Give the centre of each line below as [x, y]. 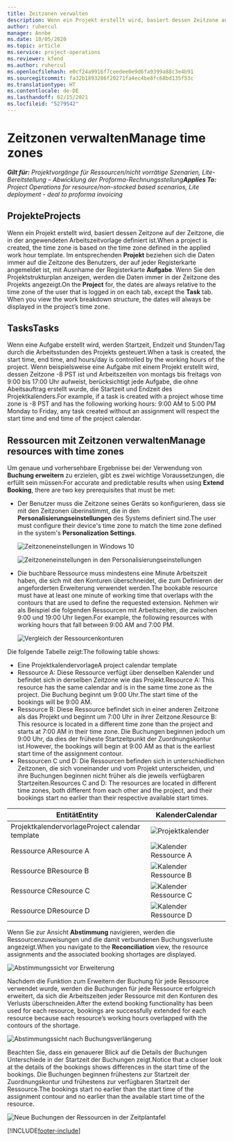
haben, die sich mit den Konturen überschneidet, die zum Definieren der [120, 581]
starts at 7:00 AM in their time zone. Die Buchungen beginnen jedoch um [121, 732]
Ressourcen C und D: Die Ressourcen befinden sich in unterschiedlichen [121, 761]
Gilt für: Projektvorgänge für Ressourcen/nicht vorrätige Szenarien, [104, 172]
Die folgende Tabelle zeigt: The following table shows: [84, 652]
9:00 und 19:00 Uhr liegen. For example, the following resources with [115, 617]
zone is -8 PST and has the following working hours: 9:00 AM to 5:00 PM [112, 404]
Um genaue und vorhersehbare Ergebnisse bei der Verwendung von [105, 468]
